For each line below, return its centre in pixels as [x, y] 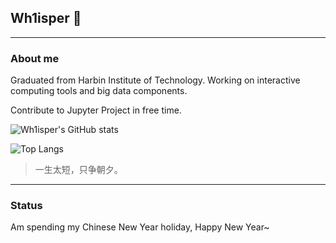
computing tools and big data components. [99, 91]
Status [26, 206]
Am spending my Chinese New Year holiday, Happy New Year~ [140, 227]
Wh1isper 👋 [46, 18]
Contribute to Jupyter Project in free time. [96, 110]
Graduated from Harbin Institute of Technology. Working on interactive [155, 80]
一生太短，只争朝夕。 [78, 170]
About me [35, 58]
